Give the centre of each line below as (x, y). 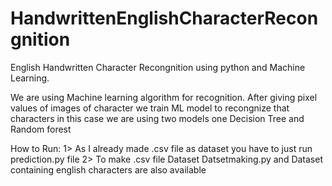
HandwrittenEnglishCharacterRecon (164, 18)
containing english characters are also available (108, 169)
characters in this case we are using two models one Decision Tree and (157, 118)
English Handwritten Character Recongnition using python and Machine (158, 67)
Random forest (41, 129)
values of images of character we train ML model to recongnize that (150, 108)
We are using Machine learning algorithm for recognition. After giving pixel (164, 97)
